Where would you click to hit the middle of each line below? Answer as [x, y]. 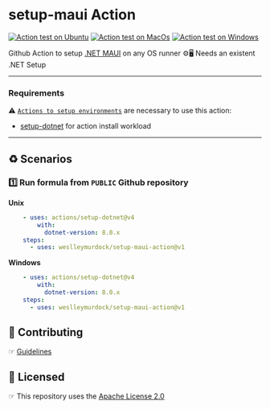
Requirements [37, 92]
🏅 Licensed [37, 376]
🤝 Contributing [46, 332]
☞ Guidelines [30, 352]
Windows [25, 263]
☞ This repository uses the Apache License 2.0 [86, 396]
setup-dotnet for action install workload [85, 126]
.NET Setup [27, 64]
